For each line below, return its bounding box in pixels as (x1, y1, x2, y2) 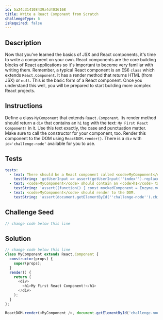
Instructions (5, 102, 43, 110)
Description (5, 38, 41, 47)
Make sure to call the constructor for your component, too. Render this (5, 130, 147, 136)
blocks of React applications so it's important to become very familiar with (5, 62, 154, 68)
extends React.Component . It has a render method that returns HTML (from (5, 72, 153, 78)
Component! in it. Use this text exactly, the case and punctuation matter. (5, 125, 147, 131)
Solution (5, 234, 31, 243)
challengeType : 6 (5, 16, 40, 21)
